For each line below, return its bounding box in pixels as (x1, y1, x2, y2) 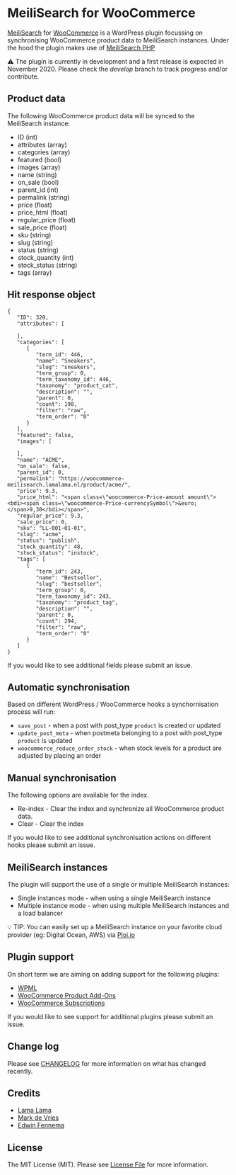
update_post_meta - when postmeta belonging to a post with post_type (17, 729, 223, 737)
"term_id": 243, (35, 568, 83, 575)
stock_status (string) (17, 261, 78, 269)
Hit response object (7, 289, 96, 301)
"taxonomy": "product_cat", (35, 382, 119, 389)
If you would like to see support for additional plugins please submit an (7, 1012, 213, 1021)
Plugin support (7, 951, 74, 963)
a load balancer (17, 909, 64, 917)
